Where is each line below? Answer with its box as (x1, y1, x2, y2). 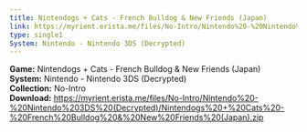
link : (9, 22, 30, 31)
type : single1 (9, 30, 64, 39)
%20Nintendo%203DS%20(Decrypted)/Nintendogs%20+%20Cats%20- (9, 102, 285, 114)
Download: (9, 93, 52, 104)
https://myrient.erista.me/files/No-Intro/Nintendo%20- (53, 93, 259, 104)
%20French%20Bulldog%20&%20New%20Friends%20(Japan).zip (9, 112, 264, 123)
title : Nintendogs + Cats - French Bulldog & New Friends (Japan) (9, 13, 268, 23)
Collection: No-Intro (9, 83, 87, 94)
